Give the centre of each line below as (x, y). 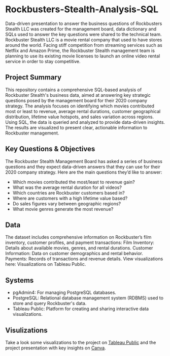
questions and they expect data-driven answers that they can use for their (83, 167)
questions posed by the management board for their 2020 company (76, 100)
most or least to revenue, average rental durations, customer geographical (83, 111)
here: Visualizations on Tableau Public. (46, 264)
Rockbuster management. (32, 133)
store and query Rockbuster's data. (49, 304)
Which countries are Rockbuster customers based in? (69, 193)
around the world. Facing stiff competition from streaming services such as (84, 45)
